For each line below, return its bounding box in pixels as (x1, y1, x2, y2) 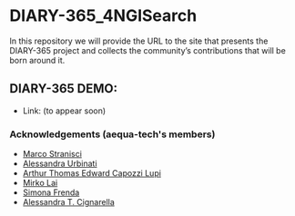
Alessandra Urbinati (22, 158, 97, 169)
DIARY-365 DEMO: (9, 81, 118, 96)
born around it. (9, 54, 66, 65)
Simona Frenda (22, 187, 80, 198)
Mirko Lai (22, 178, 58, 189)
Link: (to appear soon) (22, 105, 107, 116)
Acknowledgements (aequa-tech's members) (9, 128, 216, 141)
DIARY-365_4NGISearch (9, 5, 198, 26)
